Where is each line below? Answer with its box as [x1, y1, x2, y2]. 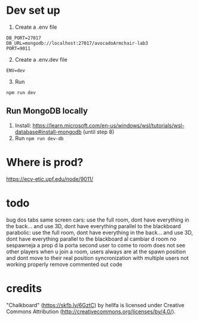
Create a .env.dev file [14, 56, 68, 63]
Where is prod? [6, 155, 84, 169]
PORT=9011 [6, 46, 31, 52]
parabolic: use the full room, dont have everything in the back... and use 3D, [6, 229, 193, 236]
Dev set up [6, 4, 61, 17]
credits [6, 281, 42, 295]
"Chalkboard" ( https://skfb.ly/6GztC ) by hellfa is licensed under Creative [6, 301, 185, 308]
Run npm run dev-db [14, 134, 64, 141]
